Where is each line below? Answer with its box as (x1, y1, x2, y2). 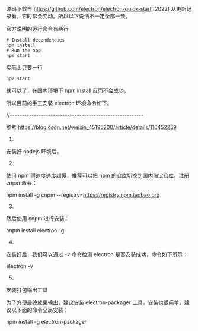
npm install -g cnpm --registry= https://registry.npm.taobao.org (6, 191, 160, 198)
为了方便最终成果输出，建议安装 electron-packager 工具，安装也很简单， (6, 299, 185, 306)
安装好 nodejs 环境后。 (6, 148, 62, 155)
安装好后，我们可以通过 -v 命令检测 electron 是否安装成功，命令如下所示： (6, 251, 189, 257)
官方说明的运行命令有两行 (6, 26, 69, 32)
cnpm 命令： (6, 179, 37, 186)
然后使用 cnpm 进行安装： (6, 215, 70, 222)
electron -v (6, 263, 34, 269)
